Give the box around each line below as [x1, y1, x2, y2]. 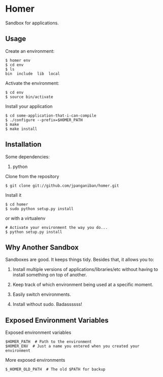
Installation [5, 140, 42, 149]
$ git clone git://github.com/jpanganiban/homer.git [5, 183, 119, 188]
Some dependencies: [5, 153, 50, 160]
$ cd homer [5, 201, 28, 207]
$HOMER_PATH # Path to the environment [5, 339, 92, 345]
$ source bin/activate [5, 94, 53, 99]
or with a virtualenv [5, 215, 46, 221]
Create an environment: [5, 48, 55, 54]
